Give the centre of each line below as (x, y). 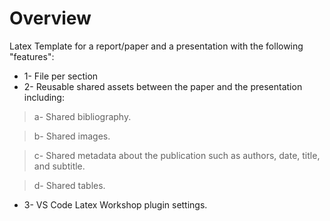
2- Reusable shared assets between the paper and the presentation (163, 86)
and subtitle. (59, 166)
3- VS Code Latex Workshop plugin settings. (115, 204)
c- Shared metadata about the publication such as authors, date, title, (177, 155)
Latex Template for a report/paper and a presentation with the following (156, 46)
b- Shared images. (72, 136)
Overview (50, 18)
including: (44, 97)
